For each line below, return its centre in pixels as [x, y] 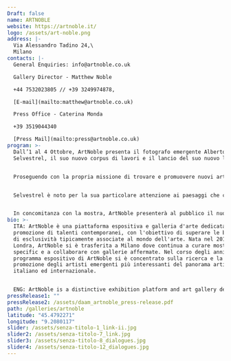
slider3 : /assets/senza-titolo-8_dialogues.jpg [77, 341]
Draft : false [26, 13]
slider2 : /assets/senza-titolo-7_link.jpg [69, 334]
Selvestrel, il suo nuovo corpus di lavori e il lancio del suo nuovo [117, 158]
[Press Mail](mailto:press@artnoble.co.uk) [76, 139]
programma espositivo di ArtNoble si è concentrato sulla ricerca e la [118, 259]
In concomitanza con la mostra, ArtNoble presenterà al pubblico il [113, 214]
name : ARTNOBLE [29, 20]
